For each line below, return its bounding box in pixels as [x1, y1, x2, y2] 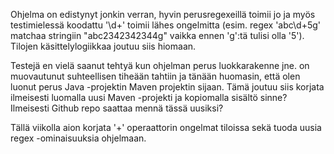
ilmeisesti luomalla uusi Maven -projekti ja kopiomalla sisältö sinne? [10, 92, 288, 103]
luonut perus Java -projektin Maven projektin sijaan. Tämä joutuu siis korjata [10, 81, 325, 93]
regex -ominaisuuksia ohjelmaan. [10, 132, 147, 144]
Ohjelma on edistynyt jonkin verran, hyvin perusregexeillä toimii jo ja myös [10, 9, 316, 20]
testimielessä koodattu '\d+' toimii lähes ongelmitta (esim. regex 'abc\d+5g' [10, 19, 322, 31]
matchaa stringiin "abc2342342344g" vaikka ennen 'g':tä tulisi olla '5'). [10, 30, 305, 41]
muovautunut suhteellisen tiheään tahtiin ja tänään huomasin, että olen [10, 70, 301, 82]
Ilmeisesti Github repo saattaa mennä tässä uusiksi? [10, 102, 224, 114]
